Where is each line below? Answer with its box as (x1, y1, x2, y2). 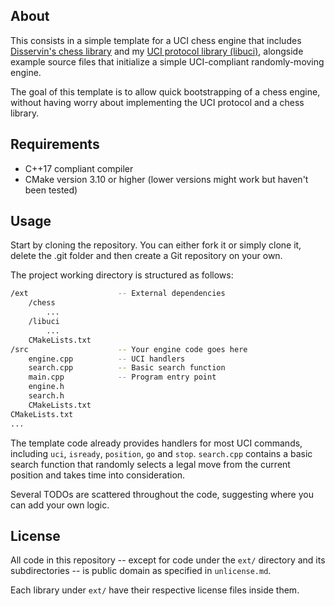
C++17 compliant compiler (24, 162, 134, 174)
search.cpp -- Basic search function (28, 363, 226, 373)
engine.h (28, 382, 65, 392)
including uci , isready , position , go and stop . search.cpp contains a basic (10, 447, 313, 459)
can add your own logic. (10, 499, 110, 511)
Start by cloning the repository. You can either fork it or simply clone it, (10, 239, 302, 251)
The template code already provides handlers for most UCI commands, (10, 437, 303, 449)
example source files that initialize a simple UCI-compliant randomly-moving (10, 55, 325, 68)
